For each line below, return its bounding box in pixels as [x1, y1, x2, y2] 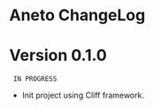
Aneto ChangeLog [9, 5, 146, 25]
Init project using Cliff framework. [21, 90, 144, 101]
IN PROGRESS [12, 75, 58, 84]
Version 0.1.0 [9, 46, 108, 66]
